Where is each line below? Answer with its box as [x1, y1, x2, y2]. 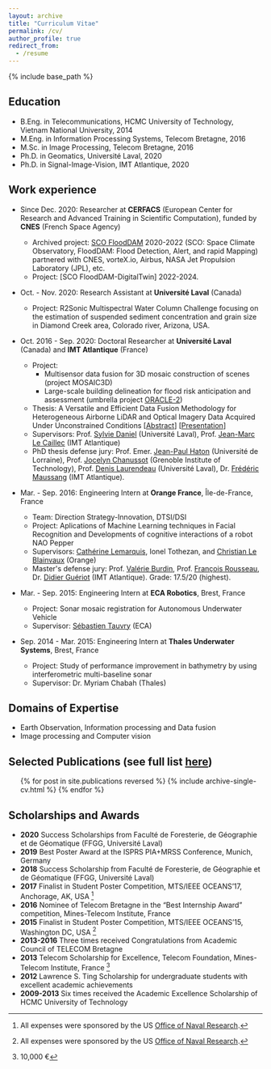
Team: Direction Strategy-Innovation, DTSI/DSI [31, 511, 187, 522]
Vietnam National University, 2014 [19, 125, 133, 134]
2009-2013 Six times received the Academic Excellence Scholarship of [19, 989, 258, 999]
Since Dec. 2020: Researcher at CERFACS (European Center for [19, 204, 233, 214]
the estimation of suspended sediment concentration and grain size [31, 312, 257, 321]
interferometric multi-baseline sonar [31, 669, 152, 679]
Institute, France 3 [51, 961, 110, 973]
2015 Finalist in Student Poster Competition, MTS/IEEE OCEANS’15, [19, 917, 244, 927]
